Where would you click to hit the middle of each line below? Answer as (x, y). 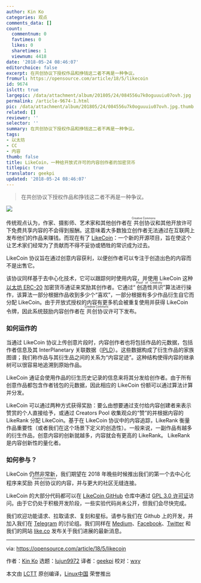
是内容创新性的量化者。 (35, 443)
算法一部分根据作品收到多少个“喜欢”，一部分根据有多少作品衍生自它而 (108, 294)
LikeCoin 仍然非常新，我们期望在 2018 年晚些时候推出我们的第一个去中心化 (98, 474)
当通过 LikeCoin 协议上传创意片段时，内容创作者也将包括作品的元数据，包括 (100, 342)
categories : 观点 (27, 17)
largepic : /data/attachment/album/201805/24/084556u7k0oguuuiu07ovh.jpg (99, 95)
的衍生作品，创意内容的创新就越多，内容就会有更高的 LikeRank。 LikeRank (98, 435)
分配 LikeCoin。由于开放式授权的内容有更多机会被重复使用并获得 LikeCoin (97, 302)
